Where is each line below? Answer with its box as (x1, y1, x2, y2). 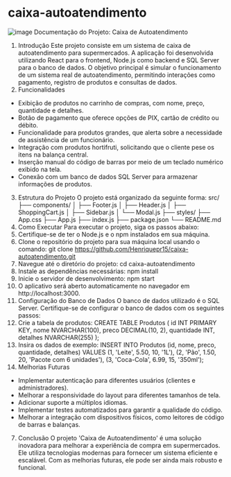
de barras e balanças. (17, 420, 80, 428)
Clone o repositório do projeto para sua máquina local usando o (17, 237, 200, 245)
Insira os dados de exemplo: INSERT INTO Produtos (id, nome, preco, (17, 340, 216, 349)
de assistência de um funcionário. (17, 135, 115, 144)
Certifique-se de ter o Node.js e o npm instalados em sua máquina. (17, 230, 210, 238)
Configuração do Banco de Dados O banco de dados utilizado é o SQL (17, 296, 220, 304)
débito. (17, 121, 39, 129)
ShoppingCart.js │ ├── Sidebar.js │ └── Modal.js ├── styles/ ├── (17, 208, 211, 216)
